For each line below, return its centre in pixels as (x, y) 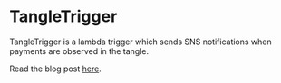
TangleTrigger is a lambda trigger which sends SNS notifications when (140, 41)
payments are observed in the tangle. (79, 51)
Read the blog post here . (55, 69)
